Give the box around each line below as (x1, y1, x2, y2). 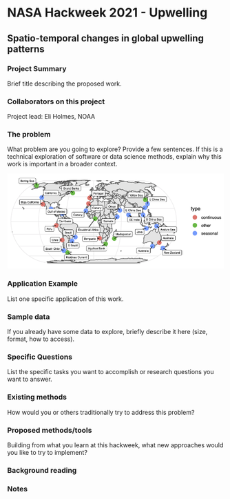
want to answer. (7, 375, 53, 384)
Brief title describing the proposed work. (7, 79, 122, 88)
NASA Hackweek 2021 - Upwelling (7, 5, 208, 21)
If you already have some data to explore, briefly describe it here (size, (7, 328, 208, 336)
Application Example (7, 279, 78, 288)
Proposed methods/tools (7, 425, 92, 435)
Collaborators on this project (7, 97, 105, 106)
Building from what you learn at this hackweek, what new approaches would (7, 440, 224, 449)
